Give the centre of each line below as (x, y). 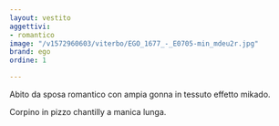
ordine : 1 (28, 60)
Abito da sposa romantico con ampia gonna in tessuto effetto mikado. (140, 94)
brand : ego (30, 52)
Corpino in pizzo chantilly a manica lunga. (88, 112)
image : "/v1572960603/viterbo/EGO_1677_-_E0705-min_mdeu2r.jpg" (134, 43)
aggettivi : (30, 26)
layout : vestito (40, 18)
